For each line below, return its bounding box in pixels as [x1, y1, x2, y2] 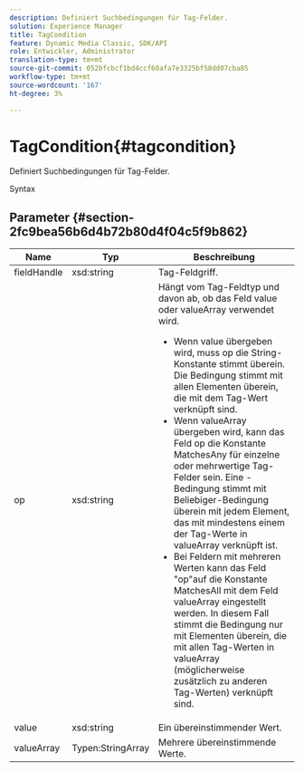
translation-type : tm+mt [9, 55, 103, 64]
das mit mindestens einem [173, 516, 285, 529]
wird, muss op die [173, 346, 249, 359]
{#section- [71, 209, 135, 225]
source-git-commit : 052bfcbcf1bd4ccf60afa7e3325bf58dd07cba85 [9, 64, 249, 73]
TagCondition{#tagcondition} [9, 136, 237, 157]
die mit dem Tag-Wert [173, 391, 269, 404]
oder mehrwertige [173, 459, 251, 472]
